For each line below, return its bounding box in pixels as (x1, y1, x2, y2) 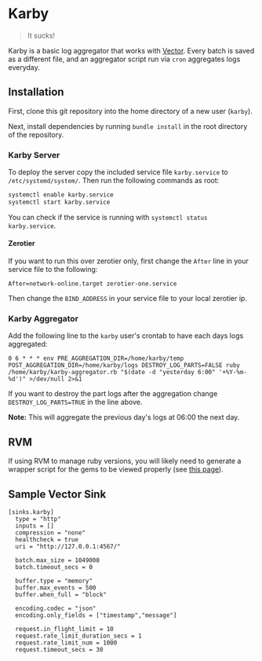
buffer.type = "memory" (15, 577, 93, 585)
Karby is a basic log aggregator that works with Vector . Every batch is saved (8, 46, 255, 55)
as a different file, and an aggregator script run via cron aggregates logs (8, 54, 241, 64)
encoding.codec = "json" (15, 604, 96, 612)
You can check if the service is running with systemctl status (8, 212, 208, 222)
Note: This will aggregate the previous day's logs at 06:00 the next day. (8, 413, 240, 422)
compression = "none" (15, 528, 86, 537)
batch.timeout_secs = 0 (15, 563, 93, 571)
